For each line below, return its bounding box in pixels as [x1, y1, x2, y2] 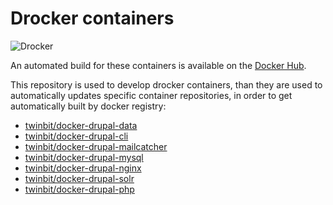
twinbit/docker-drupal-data [24, 119, 138, 131]
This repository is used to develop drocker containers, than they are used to [10, 78, 323, 91]
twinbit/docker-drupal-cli [24, 130, 129, 142]
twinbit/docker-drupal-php [24, 183, 135, 195]
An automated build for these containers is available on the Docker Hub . [10, 59, 307, 71]
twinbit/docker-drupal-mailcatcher [24, 140, 168, 152]
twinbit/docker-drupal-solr [24, 172, 135, 184]
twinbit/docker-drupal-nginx [24, 162, 142, 174]
